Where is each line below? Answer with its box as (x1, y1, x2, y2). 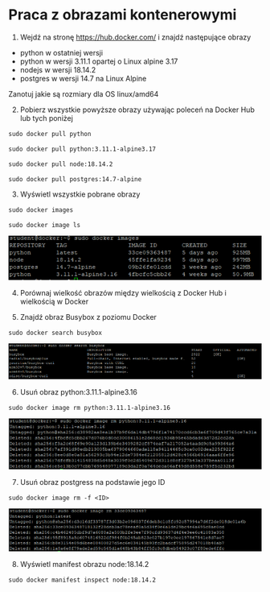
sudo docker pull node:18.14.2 (8, 159, 113, 168)
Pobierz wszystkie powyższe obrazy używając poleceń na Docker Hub (19, 105, 255, 114)
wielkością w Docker (19, 296, 89, 306)
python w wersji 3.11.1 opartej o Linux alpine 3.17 (19, 56, 178, 66)
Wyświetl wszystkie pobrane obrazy (19, 189, 141, 199)
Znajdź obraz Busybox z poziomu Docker (19, 312, 157, 321)
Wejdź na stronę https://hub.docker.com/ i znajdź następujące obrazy (19, 32, 252, 42)
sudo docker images (8, 205, 74, 214)
